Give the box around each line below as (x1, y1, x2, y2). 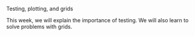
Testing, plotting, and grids (6, 5, 74, 12)
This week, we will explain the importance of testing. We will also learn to (6, 17, 189, 23)
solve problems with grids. (6, 23, 73, 30)
